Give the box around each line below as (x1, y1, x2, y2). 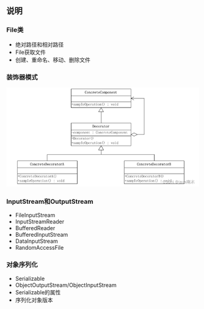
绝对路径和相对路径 (15, 40, 64, 48)
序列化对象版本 (15, 296, 53, 303)
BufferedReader (15, 225, 56, 232)
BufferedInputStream (15, 231, 68, 239)
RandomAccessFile (15, 244, 64, 251)
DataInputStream (15, 237, 58, 245)
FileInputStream (15, 212, 56, 219)
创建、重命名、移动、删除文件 (15, 56, 90, 63)
